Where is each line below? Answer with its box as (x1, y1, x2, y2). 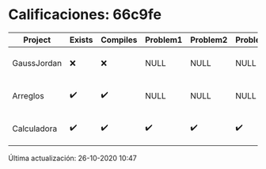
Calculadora (12, 123, 58, 134)
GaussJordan (12, 57, 62, 68)
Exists (70, 34, 93, 45)
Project (23, 34, 51, 45)
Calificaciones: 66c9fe (8, 6, 162, 24)
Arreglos (12, 90, 45, 101)
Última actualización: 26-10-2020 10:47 (8, 153, 137, 163)
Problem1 (145, 34, 183, 45)
